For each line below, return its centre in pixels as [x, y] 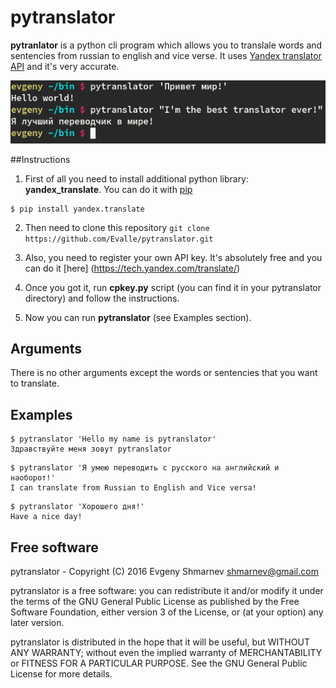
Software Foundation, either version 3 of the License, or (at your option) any [167, 612]
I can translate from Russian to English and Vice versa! [133, 488]
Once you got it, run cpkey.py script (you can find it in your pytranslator [173, 287]
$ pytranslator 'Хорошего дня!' [77, 507]
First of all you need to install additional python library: [137, 178]
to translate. [35, 383]
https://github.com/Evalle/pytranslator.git [119, 239]
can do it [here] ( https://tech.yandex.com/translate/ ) [132, 268]
